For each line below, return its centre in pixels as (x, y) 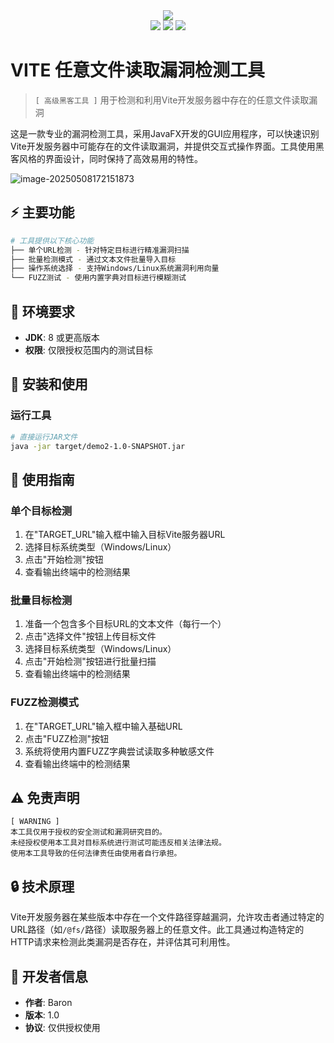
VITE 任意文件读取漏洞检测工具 (138, 70)
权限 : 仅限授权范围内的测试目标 (88, 350)
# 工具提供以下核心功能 (52, 240)
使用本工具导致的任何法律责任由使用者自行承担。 (96, 854)
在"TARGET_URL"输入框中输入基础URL (103, 726)
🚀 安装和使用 (49, 384)
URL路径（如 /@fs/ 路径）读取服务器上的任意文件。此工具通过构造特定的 (157, 930)
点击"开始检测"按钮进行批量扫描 (90, 661)
